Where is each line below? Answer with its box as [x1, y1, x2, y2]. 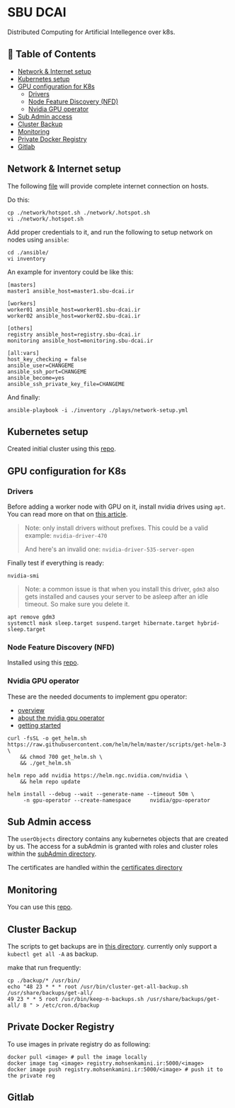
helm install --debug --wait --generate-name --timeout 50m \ [7, 791, 195, 798]
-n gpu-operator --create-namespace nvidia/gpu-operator [23, 796, 211, 804]
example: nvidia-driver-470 [24, 531, 108, 540]
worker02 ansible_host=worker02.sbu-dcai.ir [7, 312, 141, 320]
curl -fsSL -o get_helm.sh [7, 735, 87, 742]
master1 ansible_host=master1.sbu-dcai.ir [7, 288, 134, 295]
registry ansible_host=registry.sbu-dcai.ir [7, 331, 141, 338]
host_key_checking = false [7, 356, 87, 363]
